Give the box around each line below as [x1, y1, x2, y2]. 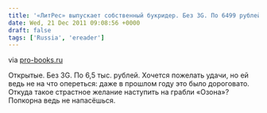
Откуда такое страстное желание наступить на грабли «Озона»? [8, 88, 230, 97]
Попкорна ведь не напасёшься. [8, 96, 116, 105]
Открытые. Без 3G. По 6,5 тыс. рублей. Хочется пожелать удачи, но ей [8, 70, 249, 80]
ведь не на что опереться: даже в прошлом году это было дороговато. [8, 79, 250, 89]
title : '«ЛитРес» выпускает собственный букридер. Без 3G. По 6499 [8, 11, 237, 20]
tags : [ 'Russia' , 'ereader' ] [8, 33, 105, 42]
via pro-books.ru [8, 55, 64, 65]
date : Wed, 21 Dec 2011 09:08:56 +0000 [8, 19, 141, 27]
